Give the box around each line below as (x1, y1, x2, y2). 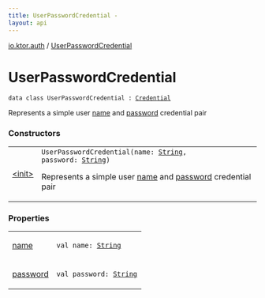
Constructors (8, 128, 61, 139)
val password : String (56, 270, 138, 279)
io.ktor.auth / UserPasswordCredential (8, 40, 132, 50)
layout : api (8, 19, 47, 27)
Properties (8, 213, 50, 224)
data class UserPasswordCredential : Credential (8, 94, 171, 103)
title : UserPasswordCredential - (8, 11, 118, 20)
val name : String (56, 241, 121, 250)
